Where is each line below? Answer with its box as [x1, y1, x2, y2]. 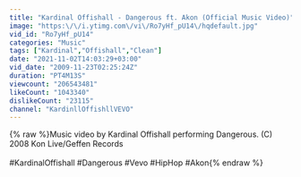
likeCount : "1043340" [9, 88, 90, 97]
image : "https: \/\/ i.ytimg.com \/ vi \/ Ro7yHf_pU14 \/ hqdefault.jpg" [9, 21, 258, 30]
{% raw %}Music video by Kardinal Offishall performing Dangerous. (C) [9, 129, 273, 139]
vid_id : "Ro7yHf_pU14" [9, 29, 94, 38]
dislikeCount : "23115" [9, 96, 94, 105]
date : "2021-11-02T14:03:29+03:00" [9, 55, 142, 63]
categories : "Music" [9, 38, 87, 47]
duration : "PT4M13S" [9, 72, 87, 80]
